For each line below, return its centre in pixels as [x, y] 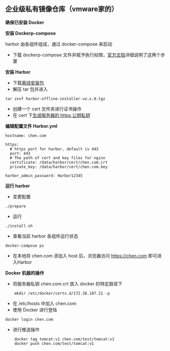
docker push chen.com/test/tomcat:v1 [54, 343]
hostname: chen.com [26, 136]
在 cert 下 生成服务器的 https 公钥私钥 [51, 115]
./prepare [16, 206]
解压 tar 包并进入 [30, 89]
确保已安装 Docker [25, 22]
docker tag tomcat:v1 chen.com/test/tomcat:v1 [64, 339]
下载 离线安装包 [28, 82]
